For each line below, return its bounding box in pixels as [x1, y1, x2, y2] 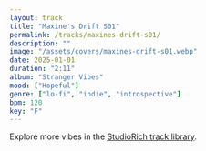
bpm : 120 [9, 97, 43, 107]
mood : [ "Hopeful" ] [9, 81, 79, 90]
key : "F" [9, 106, 43, 116]
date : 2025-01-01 [9, 55, 76, 65]
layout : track [9, 13, 64, 23]
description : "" [9, 38, 71, 48]
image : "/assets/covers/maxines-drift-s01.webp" [9, 47, 198, 56]
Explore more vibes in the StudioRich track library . [9, 131, 198, 142]
